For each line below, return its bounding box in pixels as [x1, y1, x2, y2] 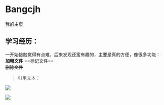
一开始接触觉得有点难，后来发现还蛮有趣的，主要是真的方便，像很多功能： [5, 51, 160, 58]
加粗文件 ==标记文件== [5, 58, 54, 64]
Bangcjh [5, 4, 41, 15]
